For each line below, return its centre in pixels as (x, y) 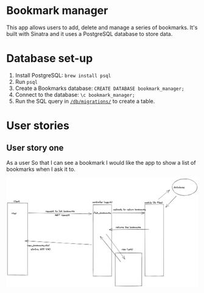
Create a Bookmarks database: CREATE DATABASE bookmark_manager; (100, 88)
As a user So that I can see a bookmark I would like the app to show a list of (101, 162)
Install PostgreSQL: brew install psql (63, 75)
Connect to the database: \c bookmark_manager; (75, 94)
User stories (38, 126)
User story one (35, 148)
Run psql (26, 81)
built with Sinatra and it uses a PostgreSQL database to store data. (90, 33)
